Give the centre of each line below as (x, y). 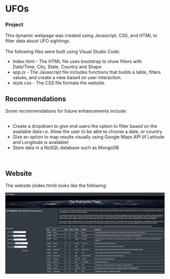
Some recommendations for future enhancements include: (66, 111)
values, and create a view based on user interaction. (67, 78)
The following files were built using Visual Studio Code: (63, 52)
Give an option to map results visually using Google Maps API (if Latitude (88, 137)
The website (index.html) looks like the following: (56, 185)
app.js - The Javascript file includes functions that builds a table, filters (87, 72)
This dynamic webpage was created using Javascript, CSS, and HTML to (81, 35)
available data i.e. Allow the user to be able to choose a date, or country (88, 131)
